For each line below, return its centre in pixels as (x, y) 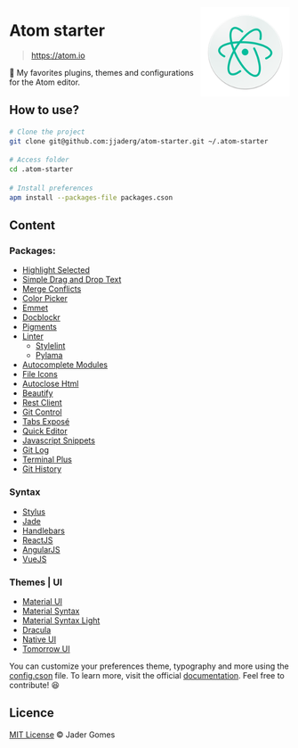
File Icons (40, 374)
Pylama (49, 356)
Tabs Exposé (46, 422)
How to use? (44, 110)
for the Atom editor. (45, 82)
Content (32, 226)
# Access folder (39, 160)
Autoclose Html (50, 384)
